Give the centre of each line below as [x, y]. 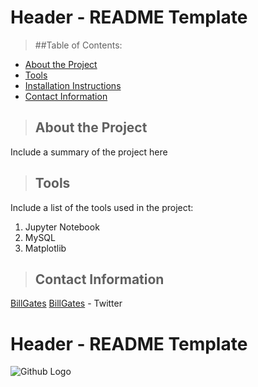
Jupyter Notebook [62, 227]
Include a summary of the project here [89, 152]
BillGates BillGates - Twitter [66, 303]
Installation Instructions [73, 85]
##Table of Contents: [78, 45]
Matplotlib [45, 248]
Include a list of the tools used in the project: [102, 207]
